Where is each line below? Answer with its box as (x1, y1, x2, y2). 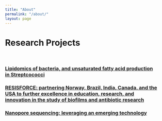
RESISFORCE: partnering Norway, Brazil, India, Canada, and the (5, 85, 158, 91)
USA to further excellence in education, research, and (5, 90, 134, 97)
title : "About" (5, 7, 36, 12)
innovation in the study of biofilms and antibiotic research (5, 97, 145, 104)
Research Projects (5, 37, 81, 48)
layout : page (5, 16, 32, 21)
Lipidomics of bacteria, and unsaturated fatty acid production (5, 65, 153, 72)
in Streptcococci (5, 71, 45, 78)
